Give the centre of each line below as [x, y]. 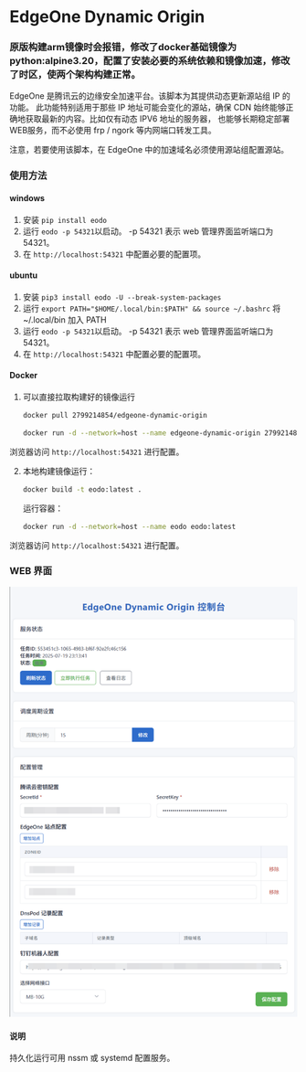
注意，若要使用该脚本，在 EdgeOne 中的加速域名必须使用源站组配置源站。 [149, 150]
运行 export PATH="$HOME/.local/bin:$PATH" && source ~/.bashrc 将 [152, 308]
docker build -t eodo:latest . [82, 489]
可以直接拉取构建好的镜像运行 [79, 397]
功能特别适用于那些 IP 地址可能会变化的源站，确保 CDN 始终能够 [164, 108]
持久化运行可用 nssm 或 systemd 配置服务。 [92, 1058]
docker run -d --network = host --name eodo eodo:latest [129, 526]
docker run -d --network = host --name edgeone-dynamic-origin [142, 433]
